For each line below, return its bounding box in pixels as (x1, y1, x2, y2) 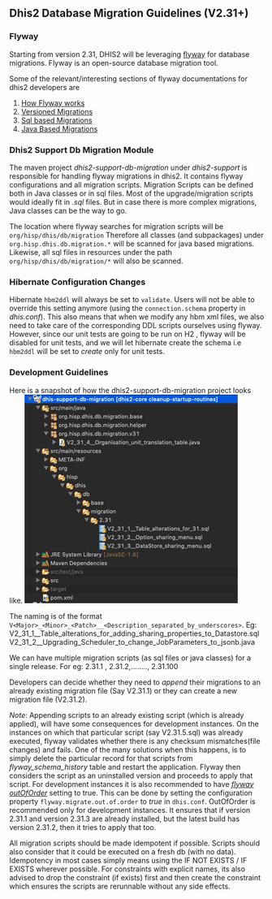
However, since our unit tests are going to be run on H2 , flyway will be (9, 329, 246, 339)
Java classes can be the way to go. (9, 205, 127, 215)
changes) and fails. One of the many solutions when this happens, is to (9, 745, 247, 754)
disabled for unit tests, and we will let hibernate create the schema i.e (9, 338, 242, 348)
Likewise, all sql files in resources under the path (9, 247, 173, 257)
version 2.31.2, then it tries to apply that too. (9, 822, 157, 832)
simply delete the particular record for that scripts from (9, 753, 193, 763)
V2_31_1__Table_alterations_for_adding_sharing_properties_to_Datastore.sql (9, 629, 260, 638)
